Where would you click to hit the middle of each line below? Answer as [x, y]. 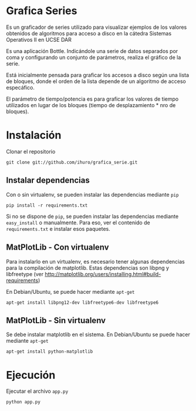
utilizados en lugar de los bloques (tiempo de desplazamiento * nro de [91, 105]
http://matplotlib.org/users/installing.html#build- [103, 274]
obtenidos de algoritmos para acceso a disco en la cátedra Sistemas [89, 33]
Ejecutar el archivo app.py [37, 391]
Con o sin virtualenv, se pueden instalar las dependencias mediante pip [92, 194]
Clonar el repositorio [31, 151]
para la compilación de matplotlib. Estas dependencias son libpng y [87, 268]
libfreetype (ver [25, 274]
